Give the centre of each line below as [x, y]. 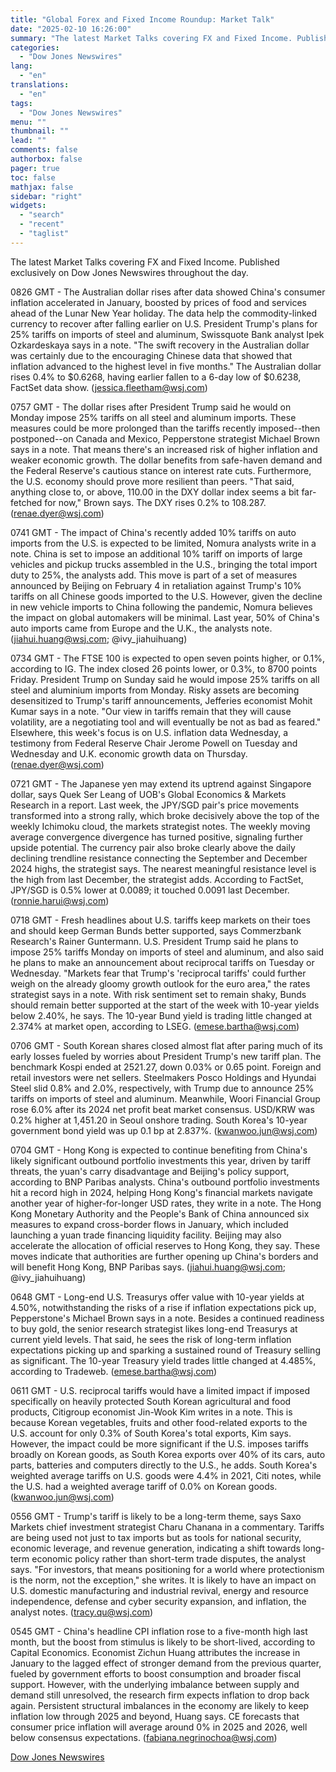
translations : [40, 85]
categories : [35, 47]
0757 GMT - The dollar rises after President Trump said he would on [151, 407]
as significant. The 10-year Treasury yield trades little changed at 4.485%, [163, 1360]
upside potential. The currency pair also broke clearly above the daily [153, 847]
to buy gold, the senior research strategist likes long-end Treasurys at [154, 1328]
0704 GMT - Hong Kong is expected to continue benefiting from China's [159, 1150]
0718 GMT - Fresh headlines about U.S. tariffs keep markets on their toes [160, 920]
